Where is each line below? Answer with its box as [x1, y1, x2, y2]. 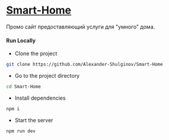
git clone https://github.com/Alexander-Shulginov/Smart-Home [6, 62, 163, 68]
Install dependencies [14, 94, 66, 101]
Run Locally [6, 37, 36, 44]
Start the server [14, 116, 53, 123]
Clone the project [14, 50, 58, 57]
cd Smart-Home [6, 84, 42, 90]
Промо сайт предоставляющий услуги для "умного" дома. [6, 23, 155, 30]
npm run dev [6, 128, 36, 134]
